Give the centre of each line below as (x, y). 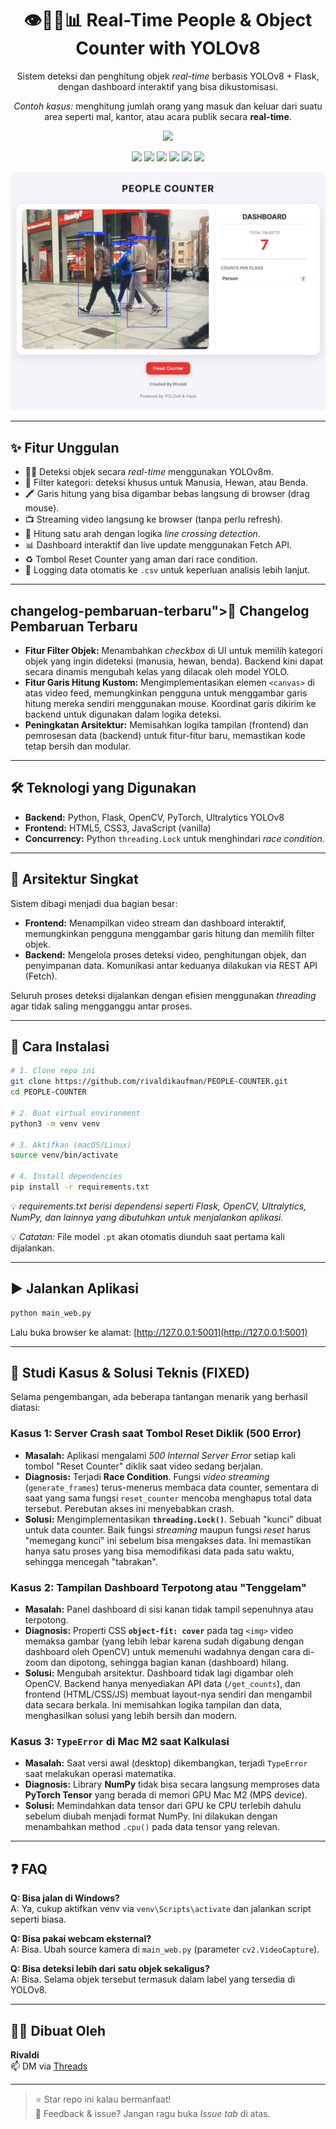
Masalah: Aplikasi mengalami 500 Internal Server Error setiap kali (160, 1455)
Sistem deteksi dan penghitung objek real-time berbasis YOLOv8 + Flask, (168, 76)
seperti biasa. (38, 1919)
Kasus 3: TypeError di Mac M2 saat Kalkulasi (120, 1741)
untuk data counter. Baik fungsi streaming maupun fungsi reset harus (167, 1529)
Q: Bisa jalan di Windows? (65, 1898)
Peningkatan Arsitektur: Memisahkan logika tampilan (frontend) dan (166, 725)
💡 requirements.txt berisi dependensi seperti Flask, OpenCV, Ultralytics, (158, 1206)
